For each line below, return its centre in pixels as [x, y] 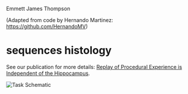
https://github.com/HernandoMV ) [47, 26]
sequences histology [59, 51]
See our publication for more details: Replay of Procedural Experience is [94, 67]
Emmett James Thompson [38, 9]
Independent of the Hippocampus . [48, 73]
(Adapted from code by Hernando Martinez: [60, 20]
